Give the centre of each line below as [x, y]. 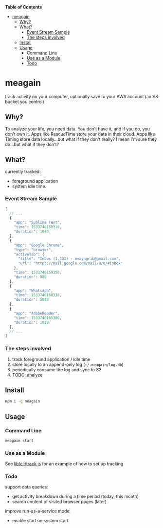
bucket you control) [25, 102]
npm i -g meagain [23, 401]
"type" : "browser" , [34, 250]
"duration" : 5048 [31, 300]
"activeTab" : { [29, 254]
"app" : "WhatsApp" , [34, 291]
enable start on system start [40, 521]
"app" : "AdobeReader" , [37, 313]
